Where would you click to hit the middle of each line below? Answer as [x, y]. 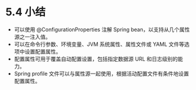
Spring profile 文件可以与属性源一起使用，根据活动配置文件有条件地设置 [102, 74]
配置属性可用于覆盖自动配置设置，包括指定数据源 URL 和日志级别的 [96, 59]
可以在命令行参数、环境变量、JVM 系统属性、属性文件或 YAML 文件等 [99, 44]
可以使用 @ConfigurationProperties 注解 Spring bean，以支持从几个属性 [102, 29]
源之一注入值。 [32, 36]
